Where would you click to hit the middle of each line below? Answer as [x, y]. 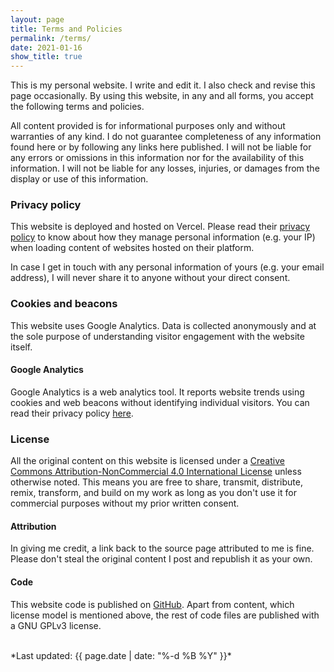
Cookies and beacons [64, 304]
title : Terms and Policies [66, 29]
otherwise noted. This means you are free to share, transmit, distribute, [156, 482]
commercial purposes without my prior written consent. [125, 503]
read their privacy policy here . [72, 413]
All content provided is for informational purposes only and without [148, 126]
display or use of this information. [79, 179]
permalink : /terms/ [51, 38]
